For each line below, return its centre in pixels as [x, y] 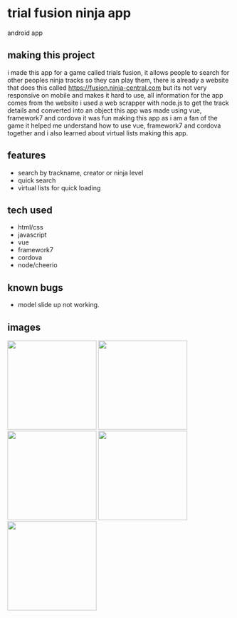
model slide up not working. [58, 305]
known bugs [36, 288]
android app [25, 33]
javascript [32, 235]
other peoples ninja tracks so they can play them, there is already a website [118, 80]
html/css [31, 227]
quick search [37, 180]
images [24, 327]
